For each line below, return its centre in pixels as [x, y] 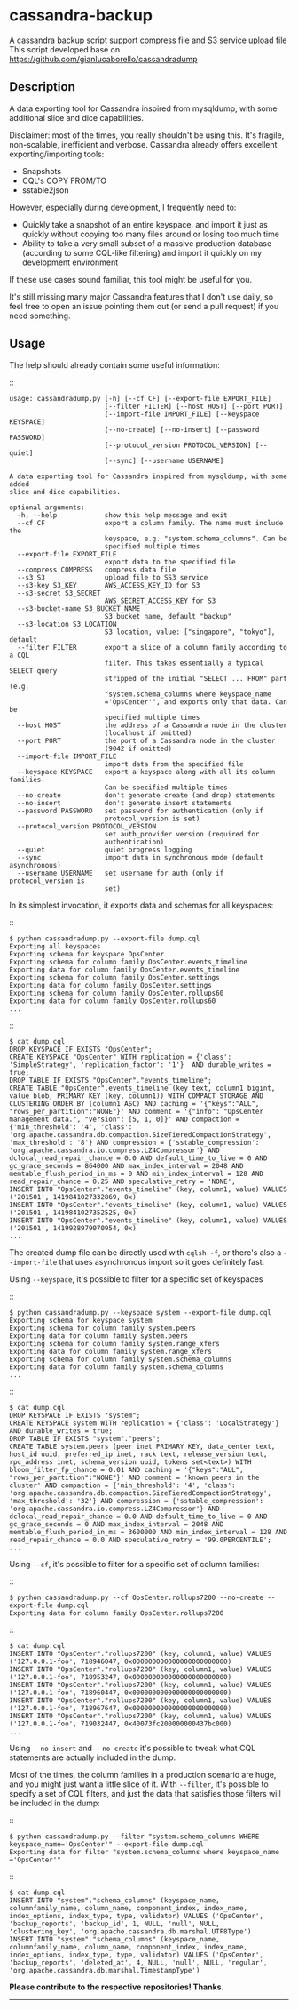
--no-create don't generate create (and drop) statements [146, 795]
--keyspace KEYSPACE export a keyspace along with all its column [146, 772]
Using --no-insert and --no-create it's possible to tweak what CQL [133, 1748]
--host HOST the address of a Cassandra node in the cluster [153, 725]
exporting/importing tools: [57, 154]
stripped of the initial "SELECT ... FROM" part [196, 678]
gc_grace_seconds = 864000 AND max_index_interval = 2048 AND [126, 1165]
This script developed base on [65, 49]
